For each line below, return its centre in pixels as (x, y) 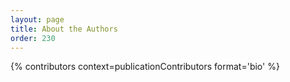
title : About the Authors (64, 29)
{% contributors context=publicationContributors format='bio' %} (145, 67)
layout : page (37, 19)
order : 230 (33, 38)
